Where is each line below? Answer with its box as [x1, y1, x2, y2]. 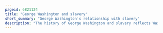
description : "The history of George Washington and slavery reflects [5, 20, 151, 26]
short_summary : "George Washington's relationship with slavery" [5, 16, 140, 21]
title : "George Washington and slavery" [5, 12, 88, 16]
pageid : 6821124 [5, 7, 38, 12]
